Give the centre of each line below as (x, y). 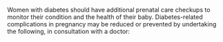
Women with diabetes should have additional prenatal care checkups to (109, 10)
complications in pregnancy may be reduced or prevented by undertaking (112, 24)
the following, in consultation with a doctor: (68, 31)
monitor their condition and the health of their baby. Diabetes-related (105, 17)
